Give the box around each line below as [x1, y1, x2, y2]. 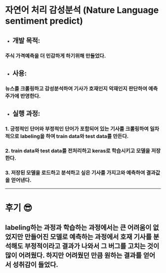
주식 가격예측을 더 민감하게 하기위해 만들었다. [5, 52, 106, 59]
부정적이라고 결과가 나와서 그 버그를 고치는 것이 [24, 242, 160, 250]
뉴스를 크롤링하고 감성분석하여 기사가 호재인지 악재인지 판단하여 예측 [5, 85, 158, 92]
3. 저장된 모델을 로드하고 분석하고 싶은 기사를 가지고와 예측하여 [5, 169, 145, 176]
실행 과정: [12, 109, 41, 118]
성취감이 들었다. [12, 260, 58, 269]
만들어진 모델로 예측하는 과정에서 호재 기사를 [24, 232, 152, 241]
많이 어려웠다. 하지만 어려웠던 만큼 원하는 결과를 [5, 251, 142, 260]
